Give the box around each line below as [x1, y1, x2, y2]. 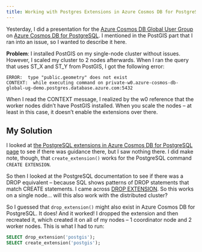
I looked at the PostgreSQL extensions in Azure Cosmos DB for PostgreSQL [6, 142, 193, 149]
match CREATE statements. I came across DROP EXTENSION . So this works [6, 185, 194, 193]
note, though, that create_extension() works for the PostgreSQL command [6, 154, 192, 162]
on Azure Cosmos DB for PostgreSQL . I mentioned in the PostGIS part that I [6, 31, 193, 39]
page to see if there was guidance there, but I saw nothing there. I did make [6, 148, 194, 156]
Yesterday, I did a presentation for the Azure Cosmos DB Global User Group [6, 25, 194, 33]
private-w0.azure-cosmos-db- [105, 80, 179, 86]
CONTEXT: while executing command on [6, 80, 103, 86]
